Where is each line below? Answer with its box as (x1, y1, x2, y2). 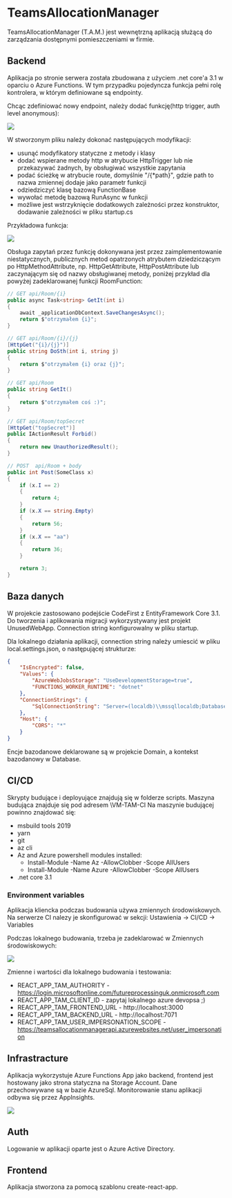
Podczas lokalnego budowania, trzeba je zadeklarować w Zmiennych (7, 934, 204, 943)
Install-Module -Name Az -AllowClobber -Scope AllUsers (27, 858, 190, 866)
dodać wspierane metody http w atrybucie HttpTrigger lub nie (17, 156, 193, 164)
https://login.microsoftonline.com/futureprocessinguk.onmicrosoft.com (17, 988, 220, 997)
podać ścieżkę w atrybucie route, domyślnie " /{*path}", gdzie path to (17, 171, 214, 179)
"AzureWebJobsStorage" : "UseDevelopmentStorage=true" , (32, 677, 193, 684)
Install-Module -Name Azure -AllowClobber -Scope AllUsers (27, 865, 200, 873)
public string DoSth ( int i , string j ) (7, 347, 119, 354)
